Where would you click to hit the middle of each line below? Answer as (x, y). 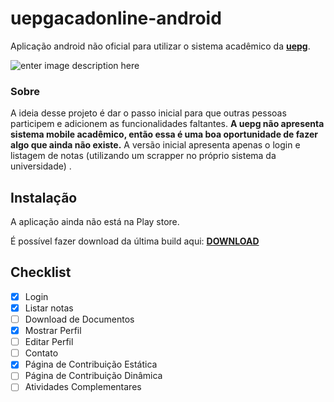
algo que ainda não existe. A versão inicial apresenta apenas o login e (155, 145)
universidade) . (41, 166)
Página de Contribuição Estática (91, 364)
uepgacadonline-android (116, 18)
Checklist (41, 272)
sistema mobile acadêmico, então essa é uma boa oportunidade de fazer (164, 134)
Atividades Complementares (83, 387)
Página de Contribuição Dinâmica (93, 376)
